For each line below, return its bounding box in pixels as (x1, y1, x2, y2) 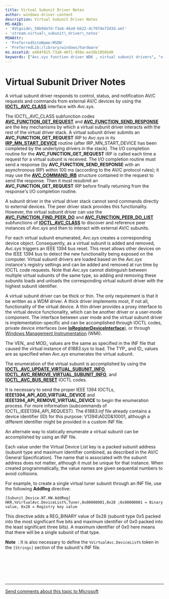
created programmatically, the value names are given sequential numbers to (5, 465, 163, 471)
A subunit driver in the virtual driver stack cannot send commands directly (5, 198, 159, 205)
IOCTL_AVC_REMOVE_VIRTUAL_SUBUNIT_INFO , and (5, 372, 117, 378)
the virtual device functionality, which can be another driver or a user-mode (5, 309, 162, 315)
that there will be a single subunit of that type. (5, 529, 101, 535)
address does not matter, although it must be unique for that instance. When (5, 460, 163, 466)
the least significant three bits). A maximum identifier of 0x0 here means (5, 524, 155, 530)
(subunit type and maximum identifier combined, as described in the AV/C (5, 449, 158, 455)
